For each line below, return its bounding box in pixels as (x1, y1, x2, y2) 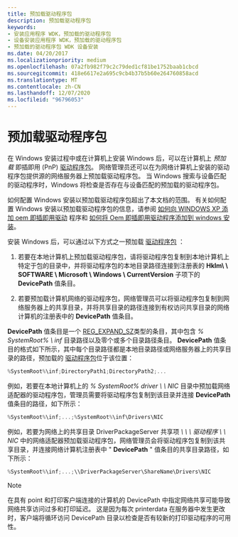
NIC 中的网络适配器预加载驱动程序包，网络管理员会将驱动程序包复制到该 (7, 436, 220, 445)
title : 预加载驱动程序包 (7, 10, 72, 18)
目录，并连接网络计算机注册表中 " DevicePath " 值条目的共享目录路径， (13, 445, 223, 453)
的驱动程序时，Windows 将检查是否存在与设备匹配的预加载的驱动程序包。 (7, 180, 223, 189)
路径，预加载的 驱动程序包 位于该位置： (19, 353, 134, 362)
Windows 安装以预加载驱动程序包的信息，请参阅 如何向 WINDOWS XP (15, 204, 220, 213)
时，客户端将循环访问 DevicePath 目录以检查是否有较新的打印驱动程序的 (7, 513, 219, 522)
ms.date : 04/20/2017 (7, 50, 69, 58)
